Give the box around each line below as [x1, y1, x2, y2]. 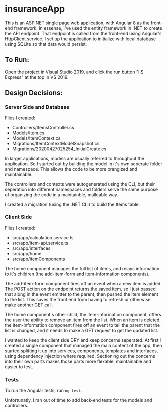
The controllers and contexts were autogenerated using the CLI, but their [5, 181, 155, 187]
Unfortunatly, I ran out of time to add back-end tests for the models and [5, 397, 152, 403]
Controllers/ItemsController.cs [12, 125, 75, 131]
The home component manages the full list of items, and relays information [5, 265, 160, 271]
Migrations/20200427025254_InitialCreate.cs [12, 146, 106, 152]
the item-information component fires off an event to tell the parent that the [5, 322, 160, 328]
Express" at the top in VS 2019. [5, 74, 69, 80]
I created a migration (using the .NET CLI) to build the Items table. [5, 201, 140, 207]
